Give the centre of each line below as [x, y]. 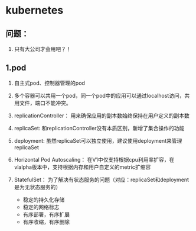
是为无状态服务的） [37, 187]
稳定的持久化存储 [44, 200]
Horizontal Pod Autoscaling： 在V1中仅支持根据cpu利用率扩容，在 [94, 159]
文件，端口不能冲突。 [45, 103]
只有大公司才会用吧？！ [43, 49]
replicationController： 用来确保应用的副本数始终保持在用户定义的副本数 [102, 115]
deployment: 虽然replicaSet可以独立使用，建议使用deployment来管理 [98, 140]
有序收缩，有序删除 [46, 222]
